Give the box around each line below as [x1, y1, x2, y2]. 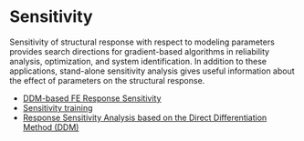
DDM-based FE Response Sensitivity [22, 93, 162, 104]
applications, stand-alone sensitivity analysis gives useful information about [9, 65, 295, 76]
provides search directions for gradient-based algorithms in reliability [9, 45, 270, 56]
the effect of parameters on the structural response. [9, 75, 205, 86]
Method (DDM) [22, 121, 79, 133]
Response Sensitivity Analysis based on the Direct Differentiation [22, 112, 267, 123]
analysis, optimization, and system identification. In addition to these [9, 55, 267, 66]
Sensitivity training [22, 102, 93, 113]
